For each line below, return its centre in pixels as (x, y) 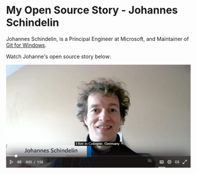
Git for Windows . (26, 45)
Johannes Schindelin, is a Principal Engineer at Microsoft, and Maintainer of (98, 39)
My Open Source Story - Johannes (92, 10)
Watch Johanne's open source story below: (59, 56)
